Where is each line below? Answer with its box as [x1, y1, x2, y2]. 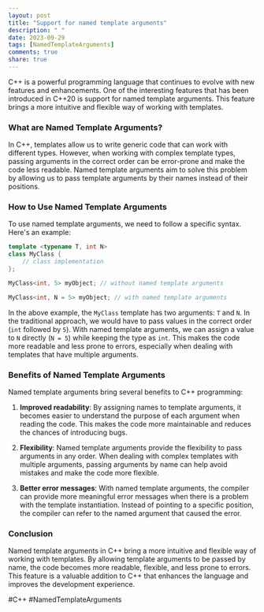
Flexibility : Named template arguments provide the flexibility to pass [19, 443, 243, 453]
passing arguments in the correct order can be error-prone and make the [8, 157, 246, 166]
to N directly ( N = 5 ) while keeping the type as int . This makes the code [8, 333, 240, 342]
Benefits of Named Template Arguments [8, 369, 165, 380]
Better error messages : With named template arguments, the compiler [19, 483, 250, 493]
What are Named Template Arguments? [8, 121, 163, 132]
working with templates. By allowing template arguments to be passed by [8, 554, 246, 564]
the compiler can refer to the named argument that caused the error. [19, 509, 242, 518]
